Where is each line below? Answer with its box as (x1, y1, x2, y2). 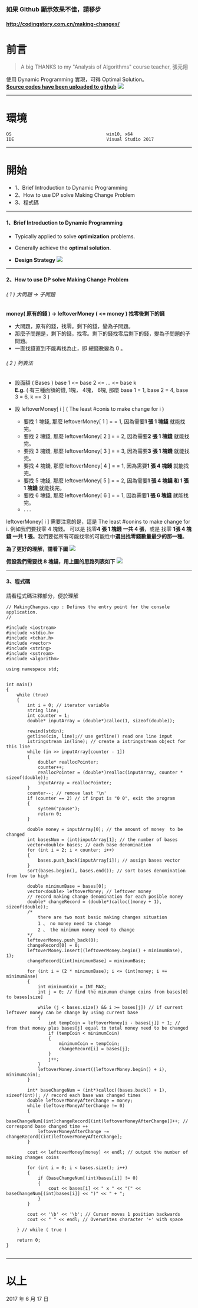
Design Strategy (14, 256, 56, 264)
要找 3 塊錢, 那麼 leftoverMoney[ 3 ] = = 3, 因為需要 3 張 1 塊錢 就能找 (23, 447, 190, 455)
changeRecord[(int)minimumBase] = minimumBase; (27, 958, 146, 964)
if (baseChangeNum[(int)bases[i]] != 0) (37, 1175, 138, 1181)
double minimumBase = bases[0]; (27, 883, 107, 889)
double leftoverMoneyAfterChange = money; (27, 1098, 133, 1103)
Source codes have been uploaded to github (6, 83, 117, 90)
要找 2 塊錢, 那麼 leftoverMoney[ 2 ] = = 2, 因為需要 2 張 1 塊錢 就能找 (23, 433, 190, 440)
